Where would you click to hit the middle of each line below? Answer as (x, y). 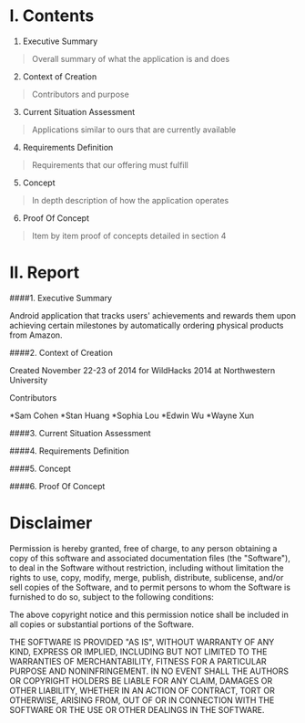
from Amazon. (36, 335)
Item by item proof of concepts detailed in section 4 (129, 236)
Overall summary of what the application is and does (131, 58)
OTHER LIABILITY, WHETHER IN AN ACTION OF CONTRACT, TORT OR (142, 690)
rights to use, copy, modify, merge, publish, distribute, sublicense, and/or (147, 577)
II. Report (45, 272)
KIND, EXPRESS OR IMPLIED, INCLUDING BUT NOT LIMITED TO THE (138, 651)
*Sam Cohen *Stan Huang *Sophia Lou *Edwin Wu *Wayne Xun (132, 415)
